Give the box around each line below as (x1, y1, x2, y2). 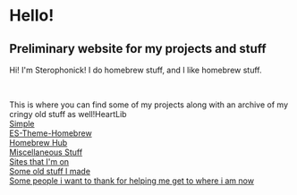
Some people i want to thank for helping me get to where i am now (9, 175, 255, 186)
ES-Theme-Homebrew (9, 128, 92, 139)
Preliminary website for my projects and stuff (9, 41, 267, 56)
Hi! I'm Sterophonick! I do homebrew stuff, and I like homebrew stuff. (9, 64, 262, 75)
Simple (9, 118, 35, 129)
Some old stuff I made (9, 166, 91, 176)
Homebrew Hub (9, 138, 68, 148)
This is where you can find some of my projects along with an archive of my (9, 99, 289, 110)
